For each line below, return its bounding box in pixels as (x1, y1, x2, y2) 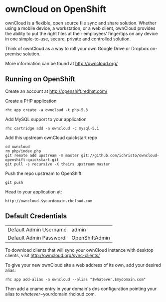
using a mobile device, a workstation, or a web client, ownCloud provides (5, 25, 156, 31)
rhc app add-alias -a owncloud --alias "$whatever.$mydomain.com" (5, 277, 146, 282)
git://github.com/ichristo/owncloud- (81, 153, 160, 158)
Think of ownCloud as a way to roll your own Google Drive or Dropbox (5, 45, 149, 51)
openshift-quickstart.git (5, 157, 59, 162)
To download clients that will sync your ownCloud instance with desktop (5, 247, 154, 253)
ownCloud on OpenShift (5, 3, 106, 15)
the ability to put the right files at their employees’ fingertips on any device (5, 30, 158, 36)
